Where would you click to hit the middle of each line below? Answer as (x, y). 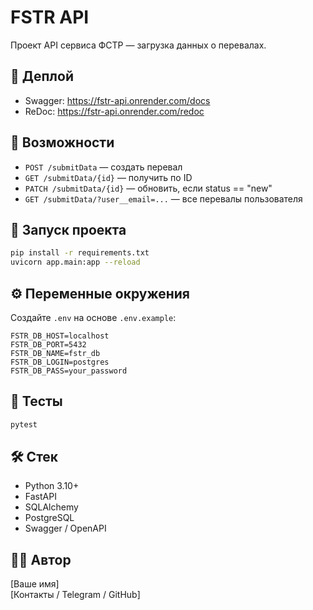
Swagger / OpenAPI (65, 528)
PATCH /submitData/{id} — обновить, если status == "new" (148, 188)
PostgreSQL (49, 518)
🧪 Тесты (36, 401)
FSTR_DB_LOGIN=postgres (60, 362)
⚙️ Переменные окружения (100, 293)
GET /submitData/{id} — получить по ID (108, 177)
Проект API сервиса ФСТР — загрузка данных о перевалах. (138, 45)
